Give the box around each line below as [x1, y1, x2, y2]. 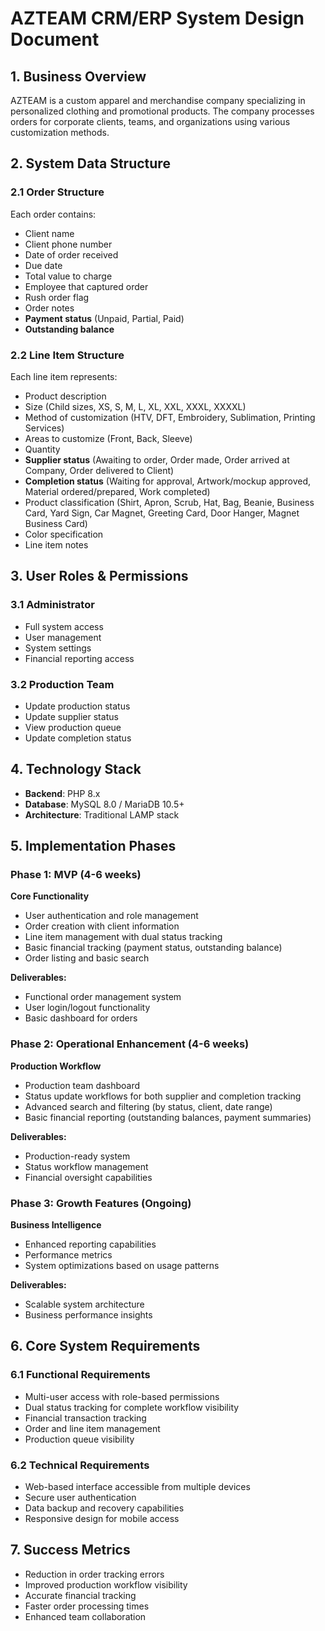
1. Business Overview [10, 68, 147, 85]
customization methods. [10, 127, 110, 138]
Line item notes [24, 538, 89, 551]
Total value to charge [24, 270, 113, 282]
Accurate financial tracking [24, 1589, 137, 1601]
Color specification [24, 528, 104, 540]
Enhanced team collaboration [24, 1610, 147, 1622]
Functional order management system [24, 991, 182, 1003]
